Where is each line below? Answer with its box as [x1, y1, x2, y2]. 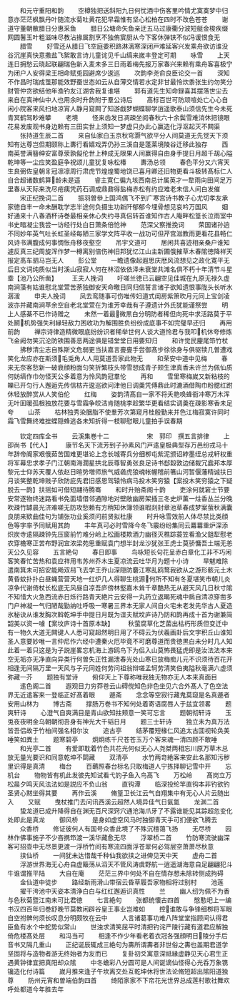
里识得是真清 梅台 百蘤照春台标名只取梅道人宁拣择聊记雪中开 [7, 762, 211, 770]
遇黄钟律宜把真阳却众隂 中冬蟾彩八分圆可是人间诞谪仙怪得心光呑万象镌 [7, 959, 229, 966]
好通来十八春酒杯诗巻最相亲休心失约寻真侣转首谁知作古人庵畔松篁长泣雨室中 [7, 211, 233, 220]
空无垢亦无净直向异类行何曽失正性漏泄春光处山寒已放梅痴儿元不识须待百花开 [7, 655, 233, 663]
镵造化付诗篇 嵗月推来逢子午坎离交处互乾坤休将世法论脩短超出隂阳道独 [7, 967, 229, 976]
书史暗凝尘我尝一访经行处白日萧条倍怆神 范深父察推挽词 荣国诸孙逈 [7, 221, 230, 228]
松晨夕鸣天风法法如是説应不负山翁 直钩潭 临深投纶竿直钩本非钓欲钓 [7, 780, 230, 788]
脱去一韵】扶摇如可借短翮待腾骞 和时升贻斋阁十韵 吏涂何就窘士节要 [7, 485, 230, 494]
